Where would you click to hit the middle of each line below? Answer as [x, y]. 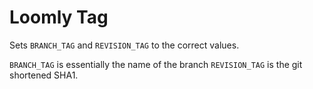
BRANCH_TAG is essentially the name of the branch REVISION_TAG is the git [156, 64]
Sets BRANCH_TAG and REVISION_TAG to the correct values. [124, 45]
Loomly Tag [59, 17]
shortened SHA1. [44, 75]
